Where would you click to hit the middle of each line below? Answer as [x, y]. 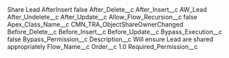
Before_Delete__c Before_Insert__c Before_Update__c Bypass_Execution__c [115, 32]
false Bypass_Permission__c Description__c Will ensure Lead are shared [110, 39]
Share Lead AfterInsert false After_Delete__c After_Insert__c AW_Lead [107, 9]
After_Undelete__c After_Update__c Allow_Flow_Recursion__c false [102, 17]
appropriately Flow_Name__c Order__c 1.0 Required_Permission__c [103, 46]
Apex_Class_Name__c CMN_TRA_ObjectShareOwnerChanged [95, 24]
